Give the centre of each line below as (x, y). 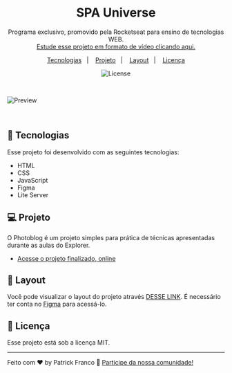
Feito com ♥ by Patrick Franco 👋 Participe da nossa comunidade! (100, 363)
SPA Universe (116, 13)
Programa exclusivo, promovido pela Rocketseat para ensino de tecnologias (116, 32)
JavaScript (32, 180)
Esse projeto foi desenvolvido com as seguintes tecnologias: (93, 152)
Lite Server (33, 194)
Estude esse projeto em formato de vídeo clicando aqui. (116, 46)
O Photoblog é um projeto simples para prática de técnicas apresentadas (111, 237)
